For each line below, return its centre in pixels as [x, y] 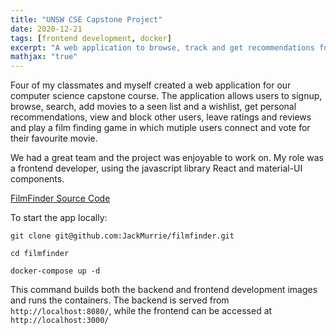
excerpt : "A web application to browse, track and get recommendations [162, 47]
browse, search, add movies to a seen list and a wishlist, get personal [153, 107]
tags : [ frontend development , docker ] [91, 38]
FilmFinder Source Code [60, 198]
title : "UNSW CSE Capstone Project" [86, 19]
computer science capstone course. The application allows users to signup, [166, 96]
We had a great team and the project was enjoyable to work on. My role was [167, 158]
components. [37, 179]
